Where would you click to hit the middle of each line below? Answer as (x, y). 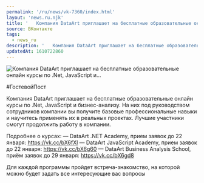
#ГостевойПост (26, 87)
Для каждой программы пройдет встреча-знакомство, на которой (93, 167)
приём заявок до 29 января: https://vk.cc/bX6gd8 (70, 155)
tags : (13, 35)
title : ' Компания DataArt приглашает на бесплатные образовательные (99, 23)
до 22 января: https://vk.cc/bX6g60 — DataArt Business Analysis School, (99, 148)
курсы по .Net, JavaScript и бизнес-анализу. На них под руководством (98, 105)
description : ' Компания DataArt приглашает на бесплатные (85, 46)
